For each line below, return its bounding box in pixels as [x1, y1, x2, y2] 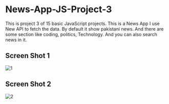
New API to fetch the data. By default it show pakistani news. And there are [5, 25, 164, 32]
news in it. [5, 37, 27, 43]
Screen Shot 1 [5, 51, 50, 60]
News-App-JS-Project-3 [5, 4, 112, 15]
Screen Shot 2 [5, 80, 51, 89]
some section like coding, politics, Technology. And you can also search [5, 31, 158, 37]
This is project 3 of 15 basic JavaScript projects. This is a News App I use [5, 20, 160, 27]
